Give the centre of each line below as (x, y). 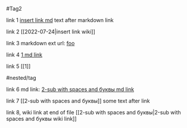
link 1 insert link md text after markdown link (60, 20)
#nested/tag (21, 78)
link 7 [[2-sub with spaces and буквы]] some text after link (78, 101)
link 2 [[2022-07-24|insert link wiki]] (51, 32)
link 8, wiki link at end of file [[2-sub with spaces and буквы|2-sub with (94, 112)
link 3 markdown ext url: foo (40, 43)
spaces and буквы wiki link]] (41, 119)
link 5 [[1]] (18, 66)
